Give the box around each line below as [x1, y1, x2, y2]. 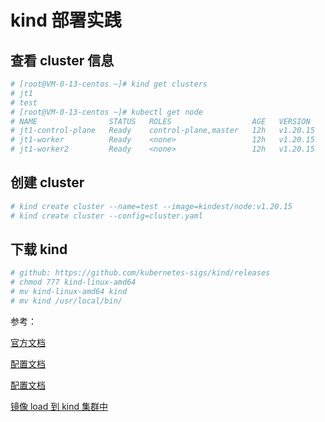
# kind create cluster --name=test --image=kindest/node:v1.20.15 [10, 201, 293, 211]
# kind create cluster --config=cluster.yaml [10, 211, 203, 221]
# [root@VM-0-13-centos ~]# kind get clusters [10, 79, 208, 89]
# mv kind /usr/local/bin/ [10, 296, 123, 306]
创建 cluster [10, 174, 85, 191]
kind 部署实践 [10, 9, 122, 32]
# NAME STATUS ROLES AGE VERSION [10, 116, 311, 126]
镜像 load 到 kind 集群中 [10, 400, 109, 412]
